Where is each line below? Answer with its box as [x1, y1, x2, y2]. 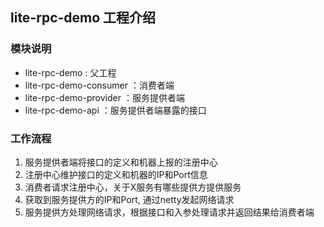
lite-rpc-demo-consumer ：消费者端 [24, 79, 175, 91]
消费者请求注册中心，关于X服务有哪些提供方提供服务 [24, 181, 242, 193]
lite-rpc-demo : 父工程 [24, 66, 117, 78]
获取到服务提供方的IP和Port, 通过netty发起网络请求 [24, 193, 235, 205]
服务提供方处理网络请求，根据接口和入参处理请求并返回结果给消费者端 [24, 206, 315, 218]
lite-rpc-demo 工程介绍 [10, 9, 157, 27]
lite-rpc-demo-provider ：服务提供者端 [24, 91, 185, 103]
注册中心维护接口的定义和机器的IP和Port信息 [24, 168, 208, 180]
